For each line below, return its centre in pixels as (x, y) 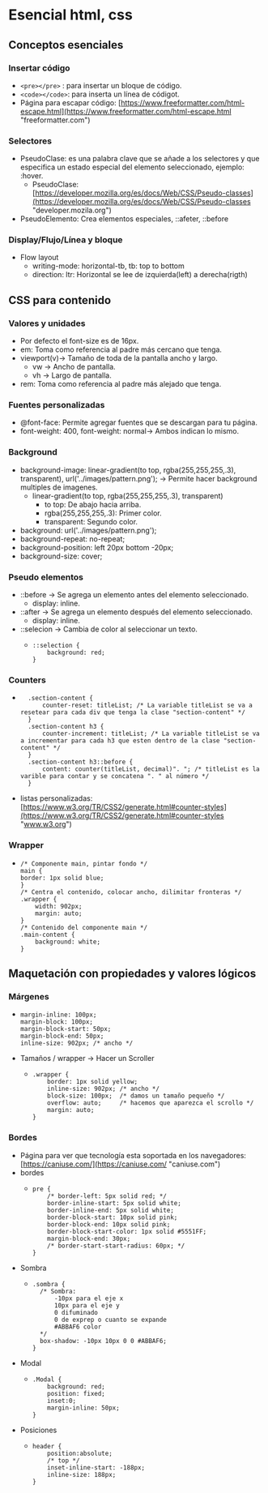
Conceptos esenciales (66, 45)
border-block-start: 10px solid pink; (113, 1217)
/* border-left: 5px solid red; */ (107, 1196)
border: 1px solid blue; (62, 878)
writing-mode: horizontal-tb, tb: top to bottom (108, 266)
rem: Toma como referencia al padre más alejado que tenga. (121, 384)
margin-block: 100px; (56, 1022)
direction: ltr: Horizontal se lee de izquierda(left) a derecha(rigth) (140, 275)
